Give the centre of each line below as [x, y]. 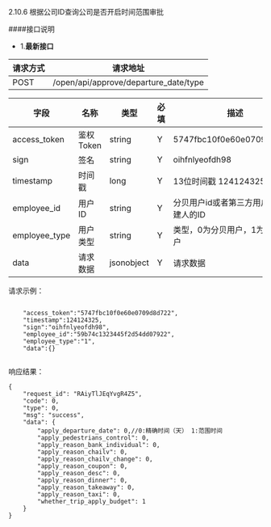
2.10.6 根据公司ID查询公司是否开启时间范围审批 [86, 12]
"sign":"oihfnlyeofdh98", [67, 327]
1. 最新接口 [37, 46]
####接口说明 [31, 29]
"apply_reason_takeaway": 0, [86, 487]
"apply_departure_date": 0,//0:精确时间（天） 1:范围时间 [130, 431]
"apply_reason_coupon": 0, [83, 466]
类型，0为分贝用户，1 [215, 230]
